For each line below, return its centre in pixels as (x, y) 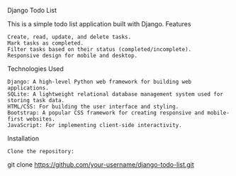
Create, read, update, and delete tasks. (69, 37)
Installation (23, 138)
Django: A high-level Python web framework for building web (100, 82)
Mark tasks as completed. (45, 43)
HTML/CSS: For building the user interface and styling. (93, 106)
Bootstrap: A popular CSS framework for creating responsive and (106, 113)
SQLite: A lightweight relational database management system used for (115, 94)
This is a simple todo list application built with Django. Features (99, 24)
